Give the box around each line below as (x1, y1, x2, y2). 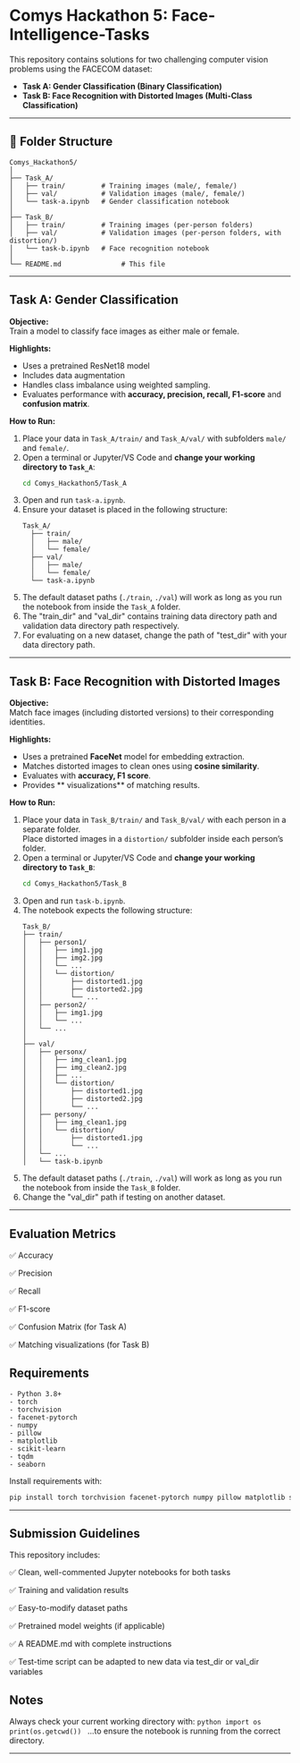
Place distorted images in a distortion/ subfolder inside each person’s (21, 834, 284, 844)
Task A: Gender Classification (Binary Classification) (21, 81, 223, 91)
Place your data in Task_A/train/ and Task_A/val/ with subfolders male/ (21, 433, 287, 444)
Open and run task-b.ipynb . (21, 895, 126, 906)
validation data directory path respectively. (21, 621, 180, 631)
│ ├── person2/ (21, 1001, 87, 1010)
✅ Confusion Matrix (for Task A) (9, 1321, 128, 1332)
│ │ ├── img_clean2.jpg (21, 1064, 127, 1072)
